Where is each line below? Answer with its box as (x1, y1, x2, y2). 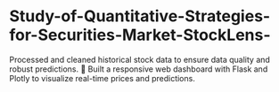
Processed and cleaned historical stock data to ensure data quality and (9, 54, 270, 65)
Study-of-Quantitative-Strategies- (9, 6, 271, 27)
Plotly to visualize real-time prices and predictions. (9, 73, 196, 83)
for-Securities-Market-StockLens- (9, 25, 271, 45)
